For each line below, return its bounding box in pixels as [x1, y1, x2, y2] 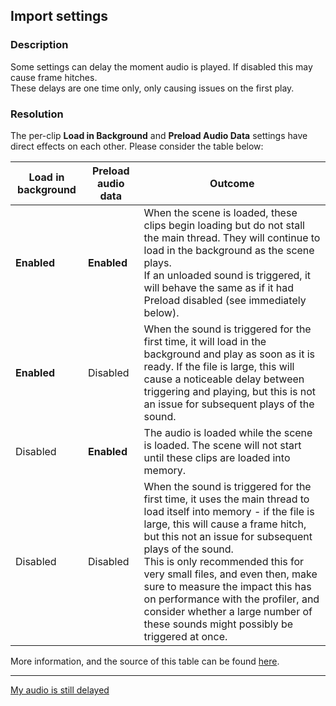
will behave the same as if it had [143, 280, 295, 294]
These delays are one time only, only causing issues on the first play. [10, 82, 295, 94]
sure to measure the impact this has [143, 579, 312, 593]
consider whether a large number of [143, 604, 313, 618]
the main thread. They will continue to [143, 230, 321, 244]
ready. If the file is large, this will [143, 359, 295, 373]
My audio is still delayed [10, 684, 110, 696]
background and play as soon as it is [143, 347, 316, 361]
